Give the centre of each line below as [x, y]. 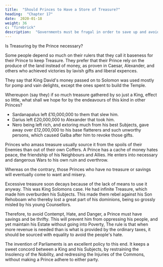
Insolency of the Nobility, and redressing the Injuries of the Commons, [75, 254]
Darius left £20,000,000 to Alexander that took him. [63, 120]
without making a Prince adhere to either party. [52, 259]
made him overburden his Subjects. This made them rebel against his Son [79, 194]
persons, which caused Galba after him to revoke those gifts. [73, 135]
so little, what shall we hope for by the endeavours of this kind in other [75, 100]
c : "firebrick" [20, 28]
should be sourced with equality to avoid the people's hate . [64, 234]
